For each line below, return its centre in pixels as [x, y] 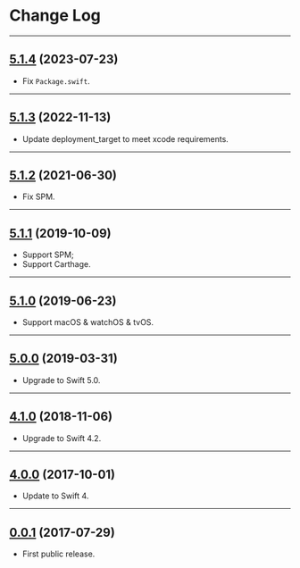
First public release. [58, 554]
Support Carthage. [56, 264]
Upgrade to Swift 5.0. [61, 380]
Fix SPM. [38, 196]
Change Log [55, 16]
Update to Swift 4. [55, 496]
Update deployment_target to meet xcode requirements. [125, 138]
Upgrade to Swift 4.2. [62, 438]
